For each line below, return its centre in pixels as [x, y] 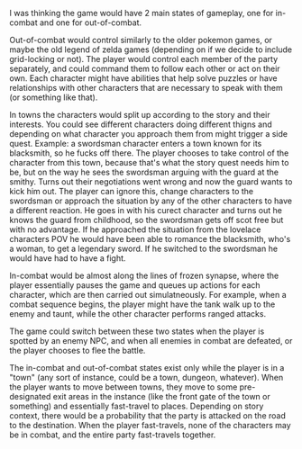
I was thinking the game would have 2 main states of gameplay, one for [142, 13]
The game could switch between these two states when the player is [137, 331]
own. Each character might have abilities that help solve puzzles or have [143, 78]
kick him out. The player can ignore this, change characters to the [132, 191]
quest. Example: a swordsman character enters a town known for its [136, 144]
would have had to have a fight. [68, 258]
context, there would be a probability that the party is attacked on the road [147, 416]
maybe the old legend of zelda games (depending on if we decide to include [151, 49]
